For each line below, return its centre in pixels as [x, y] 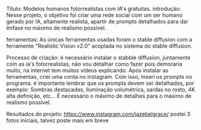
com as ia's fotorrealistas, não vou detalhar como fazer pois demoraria [94, 64]
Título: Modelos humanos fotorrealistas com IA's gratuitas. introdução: [94, 9]
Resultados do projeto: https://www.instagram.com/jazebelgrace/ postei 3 [98, 114]
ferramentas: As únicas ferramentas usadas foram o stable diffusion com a [99, 39]
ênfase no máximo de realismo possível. [56, 28]
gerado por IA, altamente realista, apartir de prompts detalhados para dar [97, 21]
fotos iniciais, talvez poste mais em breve [57, 120]
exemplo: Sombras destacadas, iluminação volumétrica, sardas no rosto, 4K [101, 89]
